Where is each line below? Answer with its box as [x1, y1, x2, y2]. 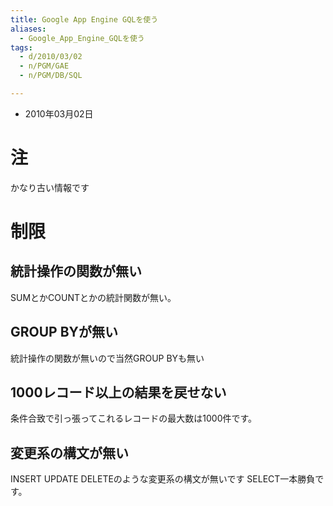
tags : [10, 42, 33, 53]
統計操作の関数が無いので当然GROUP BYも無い [10, 352, 205, 364]
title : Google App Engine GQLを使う [10, 14, 159, 25]
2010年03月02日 [24, 107, 94, 120]
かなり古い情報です [10, 181, 90, 193]
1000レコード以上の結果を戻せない [10, 384, 227, 401]
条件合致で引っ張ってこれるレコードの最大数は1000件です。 [10, 412, 258, 425]
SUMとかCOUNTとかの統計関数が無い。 [10, 291, 177, 303]
